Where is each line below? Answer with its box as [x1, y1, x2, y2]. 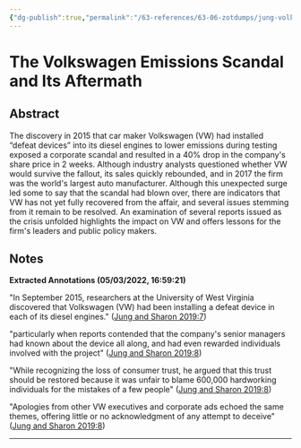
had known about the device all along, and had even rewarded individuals [9, 338, 280, 349]
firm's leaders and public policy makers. [9, 225, 158, 236]
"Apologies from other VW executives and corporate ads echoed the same [9, 401, 284, 412]
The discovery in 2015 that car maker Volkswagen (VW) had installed [9, 130, 264, 141]
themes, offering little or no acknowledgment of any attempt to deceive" [9, 411, 276, 422]
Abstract [9, 107, 60, 122]
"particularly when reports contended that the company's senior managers [9, 329, 286, 340]
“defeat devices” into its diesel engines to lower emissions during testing [9, 140, 278, 151]
